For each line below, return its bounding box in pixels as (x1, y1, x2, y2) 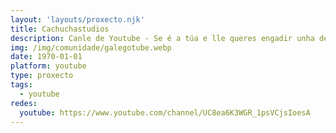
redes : (10, 98, 38, 108)
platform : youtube (10, 61, 87, 71)
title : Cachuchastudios (10, 24, 110, 34)
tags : (10, 80, 33, 90)
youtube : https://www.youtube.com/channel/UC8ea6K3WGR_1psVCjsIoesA (19, 107, 311, 118)
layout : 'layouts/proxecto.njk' (10, 14, 145, 25)
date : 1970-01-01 (10, 52, 83, 62)
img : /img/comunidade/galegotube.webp (10, 42, 172, 53)
